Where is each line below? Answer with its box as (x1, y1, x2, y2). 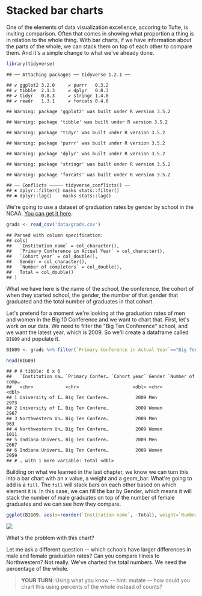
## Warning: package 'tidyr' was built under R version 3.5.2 (6, 129, 165, 135)
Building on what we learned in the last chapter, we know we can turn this (6, 468, 189, 476)
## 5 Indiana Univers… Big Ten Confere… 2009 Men (6, 437, 158, 443)
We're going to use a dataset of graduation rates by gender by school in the (6, 203, 194, 211)
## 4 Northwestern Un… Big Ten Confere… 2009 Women (6, 426, 163, 432)
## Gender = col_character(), (6, 258, 87, 265)
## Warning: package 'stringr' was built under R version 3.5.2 (6, 161, 171, 167)
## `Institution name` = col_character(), (6, 243, 120, 249)
